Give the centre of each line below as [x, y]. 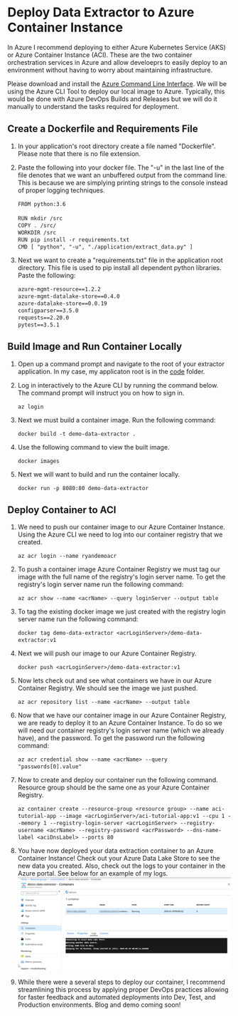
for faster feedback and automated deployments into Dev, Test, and [117, 997]
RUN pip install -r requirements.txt [74, 239]
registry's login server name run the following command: [101, 584]
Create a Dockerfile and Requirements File [103, 129]
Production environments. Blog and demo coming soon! [99, 1005]
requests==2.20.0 [43, 318]
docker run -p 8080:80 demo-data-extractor [83, 488]
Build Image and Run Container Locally [95, 347]
